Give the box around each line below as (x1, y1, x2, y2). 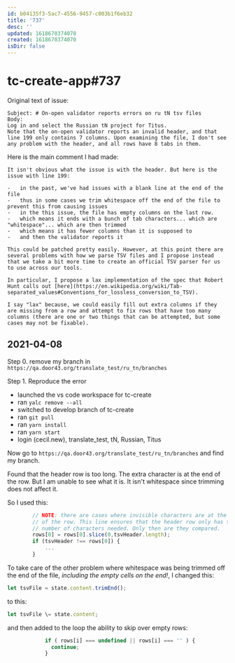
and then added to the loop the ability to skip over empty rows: (7, 623, 188, 631)
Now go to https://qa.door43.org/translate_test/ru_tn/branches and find (7, 449, 224, 457)
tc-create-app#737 (7, 73, 121, 89)
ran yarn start (17, 428, 61, 436)
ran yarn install (17, 420, 67, 428)
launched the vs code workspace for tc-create (17, 390, 152, 399)
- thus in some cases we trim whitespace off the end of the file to (7, 197, 220, 204)
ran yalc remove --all (17, 397, 83, 406)
